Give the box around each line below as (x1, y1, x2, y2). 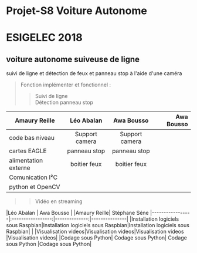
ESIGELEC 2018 (6, 31, 83, 45)
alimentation (9, 157, 43, 165)
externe (9, 164, 30, 172)
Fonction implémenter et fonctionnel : (20, 81, 111, 89)
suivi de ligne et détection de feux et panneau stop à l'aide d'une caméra (6, 70, 182, 77)
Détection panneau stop (35, 99, 94, 106)
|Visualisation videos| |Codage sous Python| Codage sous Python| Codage (6, 234, 188, 241)
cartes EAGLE (9, 147, 47, 155)
